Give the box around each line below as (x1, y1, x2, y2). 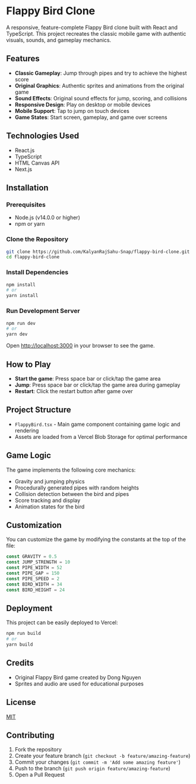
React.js (14, 147, 35, 154)
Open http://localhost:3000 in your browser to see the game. (6, 342, 156, 349)
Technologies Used (6, 131, 79, 141)
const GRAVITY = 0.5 (6, 554, 58, 559)
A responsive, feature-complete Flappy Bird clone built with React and (6, 24, 178, 31)
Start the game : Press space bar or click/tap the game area (14, 375, 161, 382)
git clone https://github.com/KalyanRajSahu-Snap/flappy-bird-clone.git (6, 248, 190, 255)
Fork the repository (14, 746, 62, 753)
